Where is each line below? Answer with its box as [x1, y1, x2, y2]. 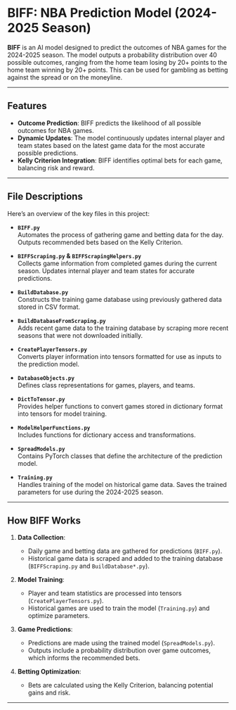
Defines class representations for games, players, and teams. [17, 381, 195, 389]
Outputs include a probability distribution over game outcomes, [27, 646, 211, 655]
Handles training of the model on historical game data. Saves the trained [17, 480, 227, 488]
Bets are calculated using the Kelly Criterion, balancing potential [27, 681, 214, 690]
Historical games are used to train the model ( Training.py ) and [27, 604, 210, 613]
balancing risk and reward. [17, 163, 95, 172]
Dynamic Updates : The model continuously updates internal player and [17, 134, 225, 142]
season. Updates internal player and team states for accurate [17, 266, 195, 275]
